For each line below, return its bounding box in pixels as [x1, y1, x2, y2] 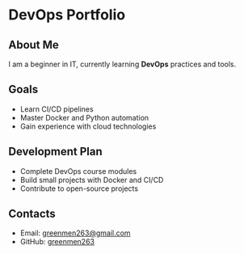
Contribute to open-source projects [19, 184, 139, 193]
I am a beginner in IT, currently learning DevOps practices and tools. [8, 59, 237, 69]
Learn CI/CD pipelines [19, 104, 95, 114]
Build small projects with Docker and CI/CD [19, 175, 164, 184]
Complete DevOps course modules [19, 166, 137, 176]
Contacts [8, 207, 57, 221]
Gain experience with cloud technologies [19, 121, 157, 131]
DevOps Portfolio [8, 6, 126, 24]
